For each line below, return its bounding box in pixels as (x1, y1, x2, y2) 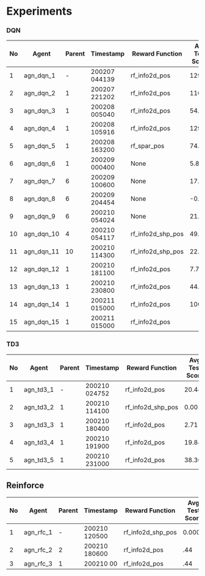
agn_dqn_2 (24, 89, 56, 97)
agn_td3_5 (24, 455, 54, 464)
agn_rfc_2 (24, 545, 53, 554)
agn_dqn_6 (24, 159, 56, 168)
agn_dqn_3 (24, 107, 56, 115)
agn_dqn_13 (24, 283, 60, 291)
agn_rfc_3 (24, 559, 53, 567)
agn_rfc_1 (24, 528, 53, 536)
